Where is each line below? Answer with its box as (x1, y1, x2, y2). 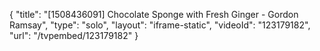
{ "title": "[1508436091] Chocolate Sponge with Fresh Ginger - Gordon (9, 9, 299, 20)
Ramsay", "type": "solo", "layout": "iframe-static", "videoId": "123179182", (9, 19, 311, 31)
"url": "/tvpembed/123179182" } (9, 30, 139, 41)
